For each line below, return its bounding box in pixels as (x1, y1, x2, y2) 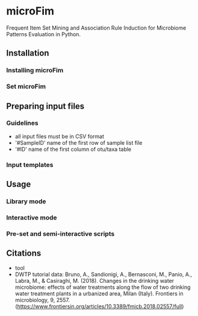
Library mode (6, 197, 46, 206)
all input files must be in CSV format (14, 133, 104, 140)
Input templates (6, 160, 54, 169)
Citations (6, 248, 42, 259)
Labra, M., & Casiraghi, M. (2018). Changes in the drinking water (14, 277, 175, 284)
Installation (6, 48, 49, 58)
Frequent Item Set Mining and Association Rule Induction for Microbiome (6, 24, 187, 31)
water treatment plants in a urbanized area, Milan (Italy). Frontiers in (14, 289, 184, 297)
